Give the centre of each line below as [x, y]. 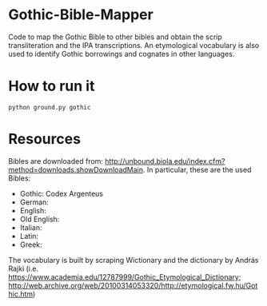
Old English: [40, 219]
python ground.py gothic [50, 107]
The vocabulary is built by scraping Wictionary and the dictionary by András [133, 260]
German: [34, 202]
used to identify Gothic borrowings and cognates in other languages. [122, 54]
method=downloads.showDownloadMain [76, 169]
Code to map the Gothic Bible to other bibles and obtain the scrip [115, 37]
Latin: [29, 236]
